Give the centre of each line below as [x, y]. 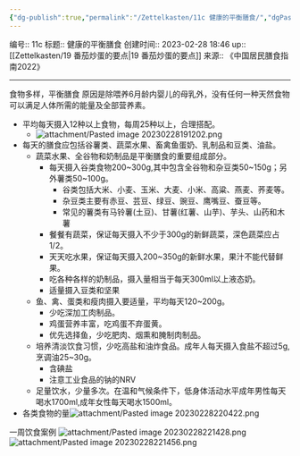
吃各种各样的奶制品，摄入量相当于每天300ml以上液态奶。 [154, 279]
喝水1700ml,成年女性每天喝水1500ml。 [106, 401]
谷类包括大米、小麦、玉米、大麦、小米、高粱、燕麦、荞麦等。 [176, 190]
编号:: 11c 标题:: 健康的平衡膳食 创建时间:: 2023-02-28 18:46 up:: [128, 44]
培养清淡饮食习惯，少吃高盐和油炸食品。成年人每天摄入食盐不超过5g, [162, 346]
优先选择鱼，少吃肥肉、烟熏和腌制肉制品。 [127, 334]
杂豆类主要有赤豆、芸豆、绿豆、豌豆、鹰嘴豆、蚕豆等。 [164, 200]
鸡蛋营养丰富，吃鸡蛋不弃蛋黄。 [108, 324]
